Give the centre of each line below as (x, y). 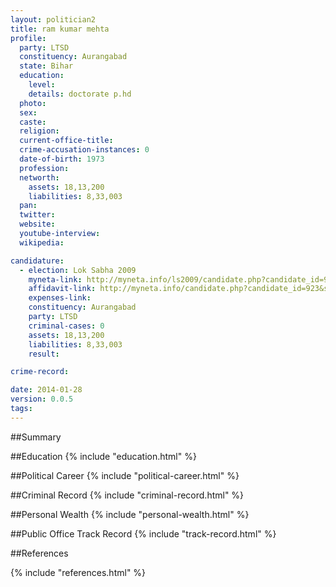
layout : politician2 (53, 19)
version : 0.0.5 (42, 399)
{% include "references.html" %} (78, 572)
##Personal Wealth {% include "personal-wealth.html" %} (130, 514)
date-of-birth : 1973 (62, 159)
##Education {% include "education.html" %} (103, 456)
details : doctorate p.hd (80, 94)
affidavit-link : (62, 289)
